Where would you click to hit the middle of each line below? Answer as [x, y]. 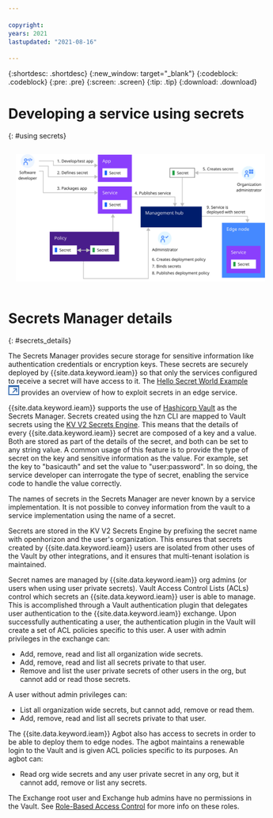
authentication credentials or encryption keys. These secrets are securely [128, 364]
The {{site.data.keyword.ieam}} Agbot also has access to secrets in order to [132, 733]
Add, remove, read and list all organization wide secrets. [111, 653]
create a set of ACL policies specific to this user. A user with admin [118, 630]
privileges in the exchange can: [59, 638]
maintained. [27, 564]
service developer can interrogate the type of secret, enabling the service [129, 475]
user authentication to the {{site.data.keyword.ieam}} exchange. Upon [123, 613]
